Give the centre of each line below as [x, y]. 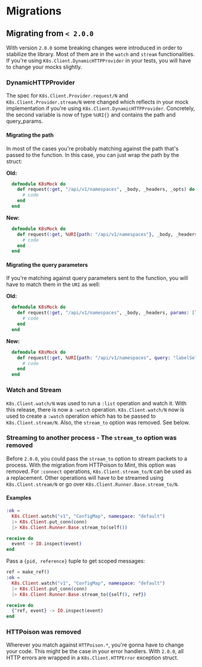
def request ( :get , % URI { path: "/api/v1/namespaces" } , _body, [95, 234]
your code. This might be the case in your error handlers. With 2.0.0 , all [95, 651]
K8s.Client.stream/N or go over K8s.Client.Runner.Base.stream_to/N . [93, 484]
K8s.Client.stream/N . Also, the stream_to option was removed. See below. [98, 422]
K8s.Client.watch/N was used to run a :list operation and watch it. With [96, 403]
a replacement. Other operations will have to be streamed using [85, 477]
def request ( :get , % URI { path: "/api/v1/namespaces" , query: [94, 358]
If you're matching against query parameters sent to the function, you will [97, 278]
